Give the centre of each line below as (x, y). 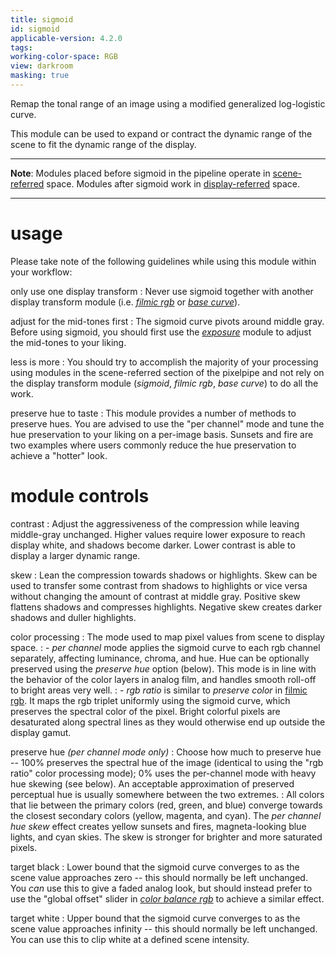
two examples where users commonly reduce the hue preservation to (153, 445)
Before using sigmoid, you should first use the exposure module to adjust (161, 332)
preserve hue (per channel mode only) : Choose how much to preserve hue (166, 752)
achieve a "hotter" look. (59, 455)
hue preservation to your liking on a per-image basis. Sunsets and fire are (162, 434)
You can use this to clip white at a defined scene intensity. (130, 939)
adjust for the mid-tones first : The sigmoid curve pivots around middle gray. (167, 321)
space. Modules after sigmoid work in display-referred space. (173, 183)
